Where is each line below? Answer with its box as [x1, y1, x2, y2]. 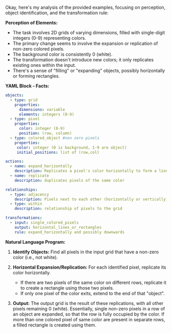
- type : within [10, 201, 42, 206]
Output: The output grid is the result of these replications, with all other [12, 300, 164, 306]
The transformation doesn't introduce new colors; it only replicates [12, 57, 154, 63]
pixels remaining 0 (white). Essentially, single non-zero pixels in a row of [12, 305, 165, 312]
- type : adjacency [10, 192, 50, 197]
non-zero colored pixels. [12, 46, 65, 52]
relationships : [5, 187, 38, 192]
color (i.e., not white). [12, 254, 58, 260]
